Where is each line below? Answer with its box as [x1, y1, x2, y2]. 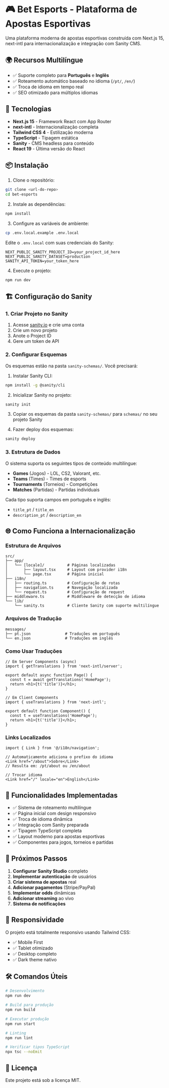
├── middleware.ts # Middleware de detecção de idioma [5, 594, 145, 599]
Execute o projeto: [12, 267, 52, 274]
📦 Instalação [5, 161, 49, 169]
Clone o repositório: [12, 177, 55, 183]
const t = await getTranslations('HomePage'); [10, 677, 111, 682]
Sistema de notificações [12, 901, 66, 907]
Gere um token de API [12, 338, 59, 344]
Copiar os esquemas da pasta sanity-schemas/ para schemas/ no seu [12, 411, 158, 417]
